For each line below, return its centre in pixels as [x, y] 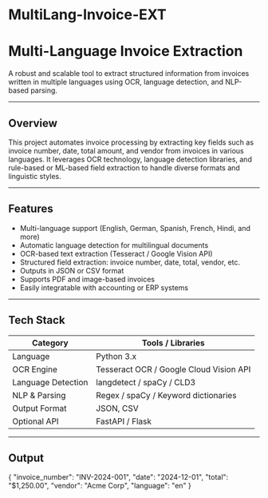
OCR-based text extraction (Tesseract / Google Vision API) [116, 253]
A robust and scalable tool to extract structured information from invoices [129, 74]
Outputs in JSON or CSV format [72, 270]
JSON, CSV [117, 408]
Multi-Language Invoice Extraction [126, 52]
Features [31, 209]
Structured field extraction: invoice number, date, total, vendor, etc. [130, 262]
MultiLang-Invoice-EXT [88, 15]
